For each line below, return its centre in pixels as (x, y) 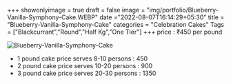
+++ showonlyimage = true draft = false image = (76, 10)
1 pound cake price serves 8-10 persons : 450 (82, 59)
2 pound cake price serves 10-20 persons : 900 (85, 66)
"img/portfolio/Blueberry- (182, 10)
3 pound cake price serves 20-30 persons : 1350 (87, 73)
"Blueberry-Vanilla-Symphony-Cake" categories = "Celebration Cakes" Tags (116, 24)
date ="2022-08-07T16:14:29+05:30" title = (162, 17)
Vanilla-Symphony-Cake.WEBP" (53, 17)
